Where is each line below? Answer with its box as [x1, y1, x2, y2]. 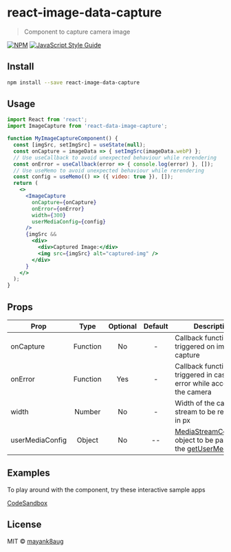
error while [175, 379, 210, 388]
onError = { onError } [32, 205, 85, 212]
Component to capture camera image [23, 27, 131, 36]
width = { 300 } [32, 212, 67, 219]
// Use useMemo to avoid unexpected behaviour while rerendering [13, 167, 205, 174]
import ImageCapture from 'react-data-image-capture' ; [7, 122, 168, 130]
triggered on [175, 342, 215, 351]
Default [143, 322, 168, 331]
